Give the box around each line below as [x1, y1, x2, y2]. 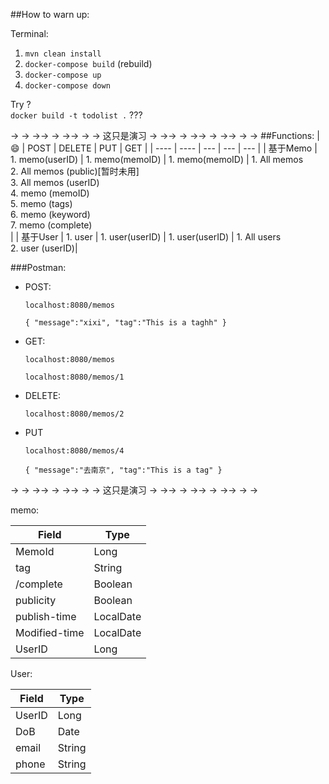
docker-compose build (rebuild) [24, 58, 153, 69]
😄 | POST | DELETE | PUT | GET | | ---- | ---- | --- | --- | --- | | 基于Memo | [10, 142, 318, 154]
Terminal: [10, 28, 49, 39]
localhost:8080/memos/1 [24, 372, 125, 382]
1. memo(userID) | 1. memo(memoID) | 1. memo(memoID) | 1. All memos [10, 154, 304, 165]
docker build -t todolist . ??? [10, 109, 143, 121]
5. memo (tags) [10, 198, 73, 209]
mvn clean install [24, 49, 102, 59]
